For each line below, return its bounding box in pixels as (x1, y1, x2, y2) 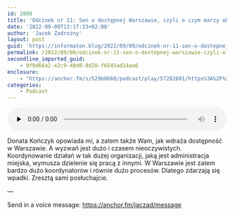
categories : (7, 82, 42, 88)
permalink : (7, 49, 39, 56)
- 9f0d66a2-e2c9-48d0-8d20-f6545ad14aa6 (19, 62, 139, 69)
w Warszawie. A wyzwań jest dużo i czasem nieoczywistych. (7, 144, 182, 153)
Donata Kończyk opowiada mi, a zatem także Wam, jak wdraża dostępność (7, 137, 223, 145)
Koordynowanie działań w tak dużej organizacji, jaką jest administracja (7, 151, 210, 160)
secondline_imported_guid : (7, 56, 86, 63)
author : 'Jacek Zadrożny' (7, 29, 82, 37)
